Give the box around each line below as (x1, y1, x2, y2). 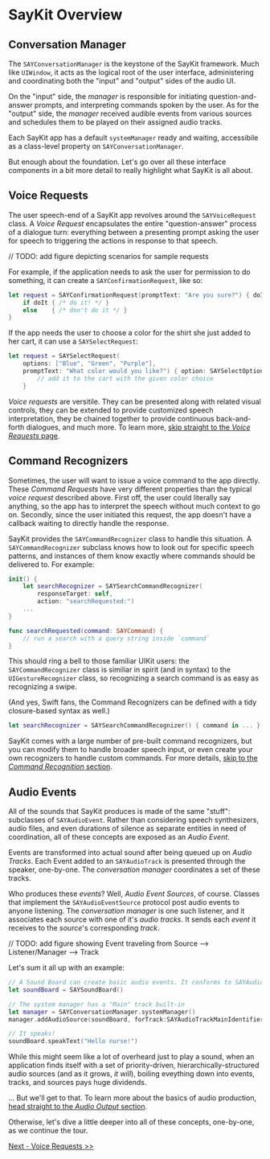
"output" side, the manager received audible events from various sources (8, 109, 252, 118)
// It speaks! (8, 1030, 56, 1038)
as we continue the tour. (8, 1126, 88, 1136)
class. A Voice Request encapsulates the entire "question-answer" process (8, 219, 257, 228)
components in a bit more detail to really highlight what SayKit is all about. (8, 166, 253, 175)
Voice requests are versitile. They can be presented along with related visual (8, 397, 261, 406)
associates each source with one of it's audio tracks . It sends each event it (8, 914, 256, 924)
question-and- (208, 92, 257, 101)
